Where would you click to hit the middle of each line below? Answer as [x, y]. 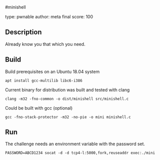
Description [23, 32]
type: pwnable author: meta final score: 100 [49, 17]
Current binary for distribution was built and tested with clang [67, 90]
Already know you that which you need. [45, 44]
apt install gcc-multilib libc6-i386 [44, 80]
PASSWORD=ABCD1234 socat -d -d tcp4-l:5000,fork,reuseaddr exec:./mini [80, 153]
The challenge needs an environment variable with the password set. [75, 144]
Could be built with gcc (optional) [39, 108]
